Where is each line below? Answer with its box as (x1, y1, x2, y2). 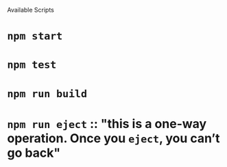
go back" (7, 145, 60, 160)
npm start (7, 30, 63, 43)
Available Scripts (7, 6, 55, 14)
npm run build (7, 87, 88, 100)
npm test (7, 58, 57, 71)
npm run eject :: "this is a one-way (7, 116, 207, 131)
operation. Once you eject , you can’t (7, 130, 220, 146)
